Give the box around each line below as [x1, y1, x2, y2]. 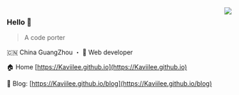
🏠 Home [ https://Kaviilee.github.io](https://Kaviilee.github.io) [6, 63, 188, 71]
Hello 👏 [6, 17, 32, 27]
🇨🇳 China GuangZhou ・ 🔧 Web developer [6, 48, 133, 56]
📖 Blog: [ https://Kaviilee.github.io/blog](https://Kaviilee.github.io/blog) [6, 79, 213, 88]
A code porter [24, 34, 66, 42]
